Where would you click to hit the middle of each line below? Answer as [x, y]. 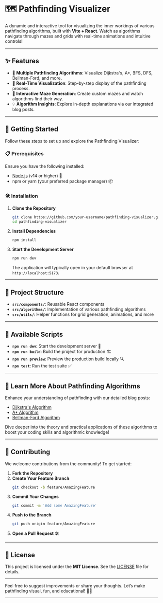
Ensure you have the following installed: [45, 166]
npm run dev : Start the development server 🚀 [56, 346]
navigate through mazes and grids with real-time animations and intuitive [78, 36]
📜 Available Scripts [34, 334]
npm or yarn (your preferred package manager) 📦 [62, 181]
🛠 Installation [22, 196]
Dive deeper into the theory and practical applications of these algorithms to [81, 427]
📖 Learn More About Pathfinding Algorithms [73, 386]
